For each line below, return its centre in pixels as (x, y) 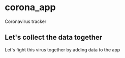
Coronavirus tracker (26, 21)
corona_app (30, 7)
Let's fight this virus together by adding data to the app (63, 49)
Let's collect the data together (54, 37)
